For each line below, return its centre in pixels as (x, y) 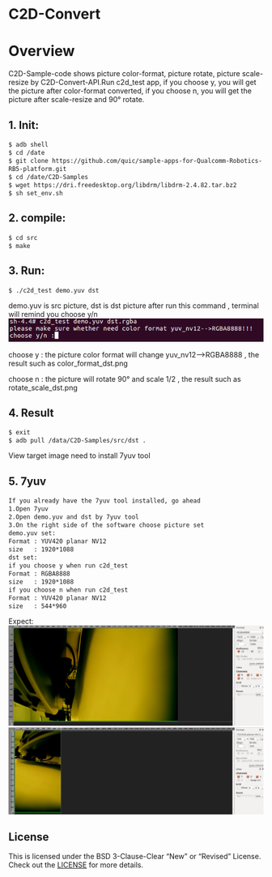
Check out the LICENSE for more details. (76, 865)
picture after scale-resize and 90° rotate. (76, 100)
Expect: (21, 622)
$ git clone (28, 160)
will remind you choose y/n (53, 314)
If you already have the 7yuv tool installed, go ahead (104, 501)
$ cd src (23, 237)
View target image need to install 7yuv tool (80, 456)
